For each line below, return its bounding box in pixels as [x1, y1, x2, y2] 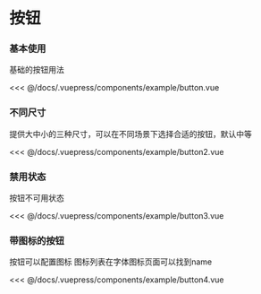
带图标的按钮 [9, 235, 65, 246]
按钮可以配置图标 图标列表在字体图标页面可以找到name [9, 256, 213, 267]
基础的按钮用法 [9, 65, 64, 75]
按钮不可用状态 [9, 193, 64, 203]
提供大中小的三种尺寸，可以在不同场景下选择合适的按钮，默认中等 [9, 128, 252, 139]
